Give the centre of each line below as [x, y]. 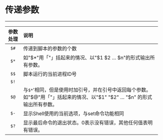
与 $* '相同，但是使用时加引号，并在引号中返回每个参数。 [87, 89]
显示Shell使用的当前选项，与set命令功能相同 [73, 113]
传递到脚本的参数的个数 [50, 48]
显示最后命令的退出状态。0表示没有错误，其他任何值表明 [88, 122]
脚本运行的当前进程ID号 [50, 74]
